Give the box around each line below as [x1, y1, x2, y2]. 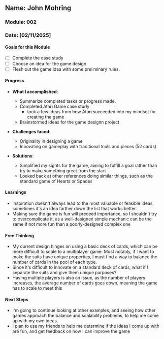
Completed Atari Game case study [19, 103, 90, 109]
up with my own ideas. [12, 318, 58, 324]
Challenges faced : [12, 128, 51, 134]
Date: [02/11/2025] [5, 32, 51, 39]
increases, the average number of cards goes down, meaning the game [12, 280, 158, 286]
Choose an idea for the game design [12, 61, 87, 66]
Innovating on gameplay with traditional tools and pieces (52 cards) [19, 143, 157, 149]
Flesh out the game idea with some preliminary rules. [12, 66, 120, 72]
